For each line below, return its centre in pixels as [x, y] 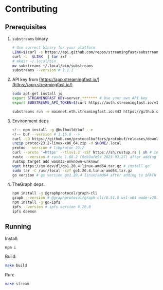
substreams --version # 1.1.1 [43, 70]
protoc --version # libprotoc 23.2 [48, 148]
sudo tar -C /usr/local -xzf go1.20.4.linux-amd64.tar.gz [72, 171]
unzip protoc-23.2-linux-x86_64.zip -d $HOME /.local [67, 143]
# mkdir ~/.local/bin [34, 61]
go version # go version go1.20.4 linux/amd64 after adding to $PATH [84, 175]
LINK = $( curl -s [27, 52]
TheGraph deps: [28, 184]
